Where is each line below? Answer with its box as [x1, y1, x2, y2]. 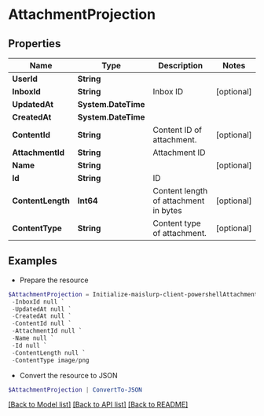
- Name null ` [11, 334, 55, 343]
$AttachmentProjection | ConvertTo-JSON [8, 385, 143, 394]
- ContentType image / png [11, 356, 90, 364]
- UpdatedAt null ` [11, 305, 72, 313]
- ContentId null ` [11, 320, 72, 328]
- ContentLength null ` [11, 348, 86, 357]
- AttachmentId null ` [11, 327, 82, 335]
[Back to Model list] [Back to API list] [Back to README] [8, 399, 189, 410]
